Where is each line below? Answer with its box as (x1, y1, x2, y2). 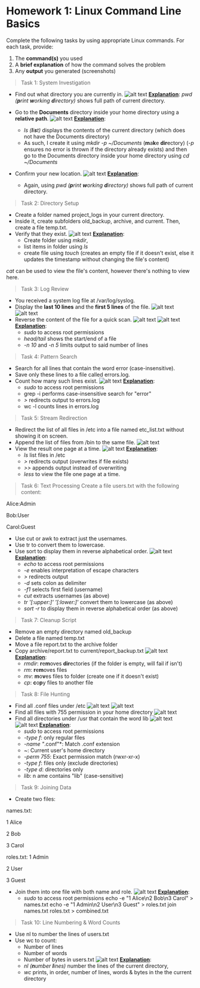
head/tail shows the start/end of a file (23, 335, 116, 342)
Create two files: (14, 795, 56, 802)
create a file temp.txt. (14, 223, 67, 231)
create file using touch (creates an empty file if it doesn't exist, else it (23, 249, 194, 256)
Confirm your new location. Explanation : (14, 169, 139, 177)
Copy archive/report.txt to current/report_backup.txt (14, 647, 144, 654)
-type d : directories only (23, 765, 84, 773)
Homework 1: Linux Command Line (6, 4, 181, 18)
